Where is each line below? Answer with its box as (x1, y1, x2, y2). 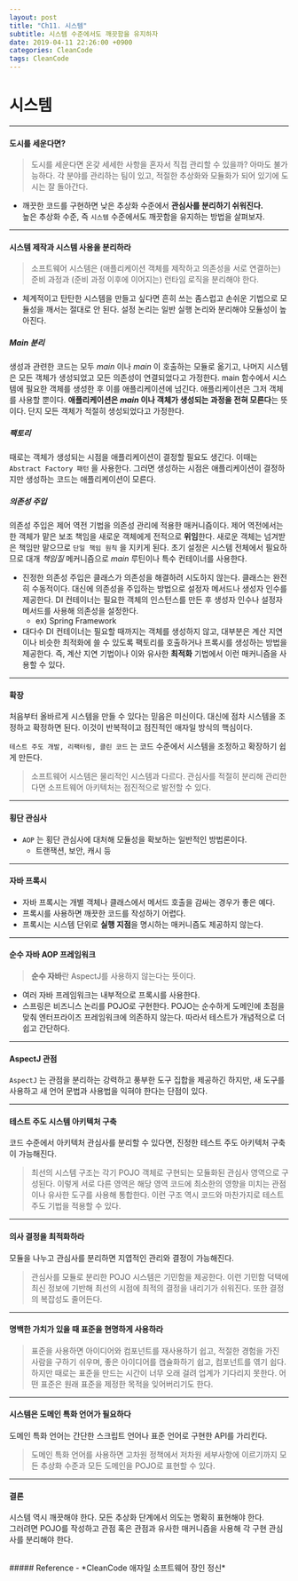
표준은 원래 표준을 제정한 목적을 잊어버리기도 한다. (40, 1378, 214, 1389)
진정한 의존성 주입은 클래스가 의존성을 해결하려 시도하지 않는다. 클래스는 (21, 572, 271, 583)
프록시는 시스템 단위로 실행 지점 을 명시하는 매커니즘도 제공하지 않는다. (21, 918, 264, 929)
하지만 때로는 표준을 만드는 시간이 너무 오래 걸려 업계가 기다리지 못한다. (30, 1367, 278, 1378)
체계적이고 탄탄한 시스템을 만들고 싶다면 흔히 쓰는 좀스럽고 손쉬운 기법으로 (21, 293, 278, 304)
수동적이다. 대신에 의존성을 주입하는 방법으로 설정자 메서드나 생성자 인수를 (31, 584, 288, 594)
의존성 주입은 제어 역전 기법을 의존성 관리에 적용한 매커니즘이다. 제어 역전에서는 (9, 520, 284, 531)
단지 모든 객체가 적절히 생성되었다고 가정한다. (27, 406, 184, 417)
